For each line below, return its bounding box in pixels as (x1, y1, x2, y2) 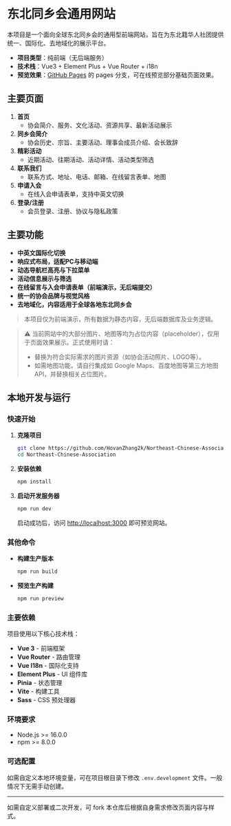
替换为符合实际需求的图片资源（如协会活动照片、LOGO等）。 (34, 352, 205, 361)
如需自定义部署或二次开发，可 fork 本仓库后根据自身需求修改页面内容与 (7, 803, 209, 812)
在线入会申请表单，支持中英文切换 (27, 190, 124, 198)
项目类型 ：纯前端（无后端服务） (16, 53, 108, 62)
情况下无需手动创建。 (7, 782, 67, 790)
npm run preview (16, 595, 64, 602)
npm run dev (16, 505, 52, 512)
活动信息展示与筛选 (16, 274, 72, 283)
